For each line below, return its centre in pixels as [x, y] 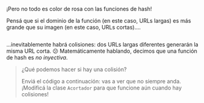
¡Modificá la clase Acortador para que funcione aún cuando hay [101, 88]
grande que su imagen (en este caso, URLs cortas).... [74, 27]
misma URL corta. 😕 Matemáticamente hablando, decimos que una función [102, 51]
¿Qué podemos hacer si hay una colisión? [74, 69]
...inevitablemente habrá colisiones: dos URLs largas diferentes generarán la [102, 44]
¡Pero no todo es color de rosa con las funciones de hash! [79, 9]
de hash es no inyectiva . [37, 57]
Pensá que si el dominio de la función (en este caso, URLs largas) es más [99, 21]
